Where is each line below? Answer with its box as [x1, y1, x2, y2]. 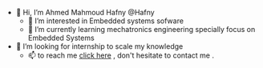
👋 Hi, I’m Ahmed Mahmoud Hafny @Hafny [15, 8, 155, 17]
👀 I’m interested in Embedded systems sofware [27, 16, 184, 26]
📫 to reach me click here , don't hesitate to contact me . [27, 50, 215, 60]
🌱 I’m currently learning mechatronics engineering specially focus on [27, 25, 256, 34]
